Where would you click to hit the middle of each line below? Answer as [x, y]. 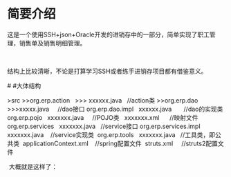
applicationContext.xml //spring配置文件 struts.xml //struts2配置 [120, 143]
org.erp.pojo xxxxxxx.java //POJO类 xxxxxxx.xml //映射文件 [103, 117]
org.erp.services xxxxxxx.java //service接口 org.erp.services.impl [104, 126]
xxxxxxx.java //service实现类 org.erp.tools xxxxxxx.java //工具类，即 [111, 134]
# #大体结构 [24, 85]
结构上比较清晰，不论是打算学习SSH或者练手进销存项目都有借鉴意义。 [107, 71]
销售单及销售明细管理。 [53, 43]
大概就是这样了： [33, 167]
